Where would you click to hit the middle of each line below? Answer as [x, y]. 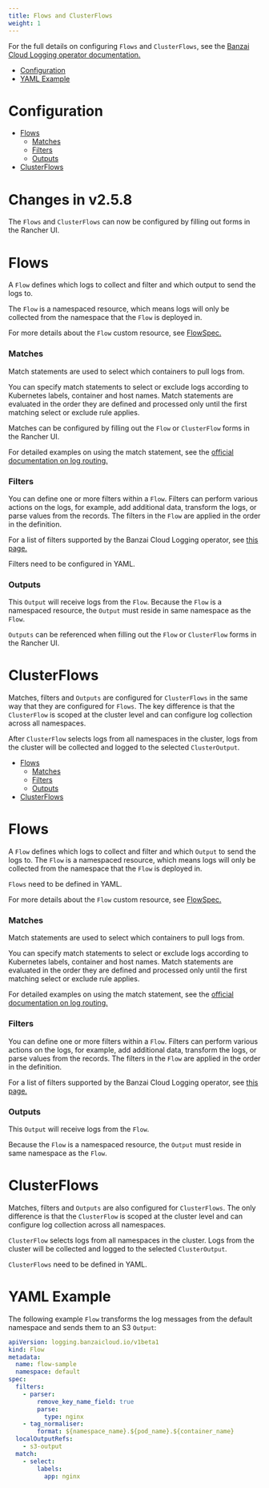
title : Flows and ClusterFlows [60, 16]
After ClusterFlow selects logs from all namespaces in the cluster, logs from [133, 739]
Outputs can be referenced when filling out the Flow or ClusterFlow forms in [132, 635]
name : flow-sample [46, 1365]
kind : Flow [26, 1349]
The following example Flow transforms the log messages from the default [130, 1319]
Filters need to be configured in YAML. [72, 564]
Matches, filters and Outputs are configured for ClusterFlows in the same [128, 697]
